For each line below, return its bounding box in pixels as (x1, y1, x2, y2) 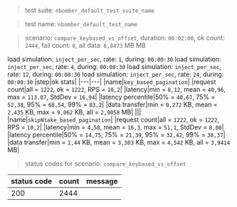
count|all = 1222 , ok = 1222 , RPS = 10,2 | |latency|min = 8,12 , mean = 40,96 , (7, 85, 226, 93)
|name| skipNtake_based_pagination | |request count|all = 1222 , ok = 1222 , (7, 115, 219, 124)
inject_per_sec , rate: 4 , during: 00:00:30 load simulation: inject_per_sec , (7, 63, 222, 70)
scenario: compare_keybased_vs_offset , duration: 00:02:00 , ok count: (24, 33, 226, 42)
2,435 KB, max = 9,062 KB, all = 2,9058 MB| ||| (7, 108, 142, 116)
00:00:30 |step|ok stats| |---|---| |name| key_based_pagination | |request (7, 78, 216, 86)
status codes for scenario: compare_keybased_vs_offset (24, 159, 186, 168)
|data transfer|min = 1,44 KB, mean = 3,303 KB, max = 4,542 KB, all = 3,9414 (7, 138, 231, 147)
